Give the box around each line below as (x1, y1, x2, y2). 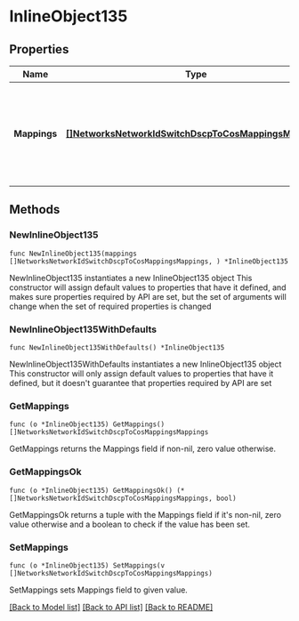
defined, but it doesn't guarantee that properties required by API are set (9, 377, 272, 388)
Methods (9, 202, 61, 217)
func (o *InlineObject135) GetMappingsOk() (9, 486, 174, 495)
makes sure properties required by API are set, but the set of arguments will (9, 291, 287, 302)
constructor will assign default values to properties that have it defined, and (9, 282, 287, 293)
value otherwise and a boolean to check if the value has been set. (9, 519, 251, 529)
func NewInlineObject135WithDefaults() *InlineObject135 (9, 343, 225, 352)
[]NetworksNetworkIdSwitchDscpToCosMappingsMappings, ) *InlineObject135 (9, 256, 289, 266)
